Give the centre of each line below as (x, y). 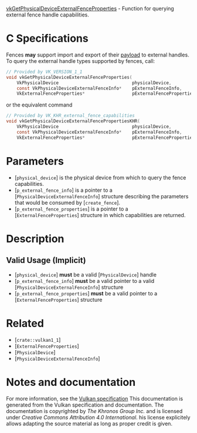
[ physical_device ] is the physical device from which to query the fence (100, 177)
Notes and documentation (71, 382)
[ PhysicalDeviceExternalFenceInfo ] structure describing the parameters (101, 196)
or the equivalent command (39, 105)
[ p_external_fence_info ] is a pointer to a (63, 190)
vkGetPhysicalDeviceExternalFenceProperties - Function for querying (90, 9)
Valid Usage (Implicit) (46, 260)
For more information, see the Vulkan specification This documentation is (95, 398)
